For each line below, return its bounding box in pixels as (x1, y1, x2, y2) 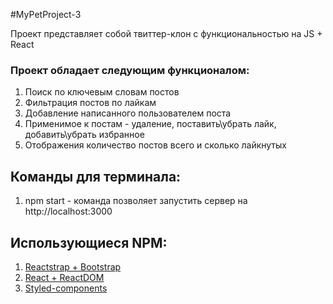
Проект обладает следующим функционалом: (10, 63, 250, 77)
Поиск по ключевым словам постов (24, 86, 180, 98)
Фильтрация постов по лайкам (24, 97, 157, 109)
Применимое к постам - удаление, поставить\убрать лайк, (24, 118, 277, 130)
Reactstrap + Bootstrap (24, 260, 122, 273)
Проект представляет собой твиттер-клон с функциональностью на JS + (10, 28, 323, 39)
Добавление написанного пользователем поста (24, 107, 232, 119)
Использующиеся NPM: (10, 234, 168, 251)
